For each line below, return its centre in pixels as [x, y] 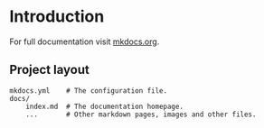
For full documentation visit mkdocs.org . [85, 41]
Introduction [57, 17]
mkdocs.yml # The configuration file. [89, 91]
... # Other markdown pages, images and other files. [141, 114]
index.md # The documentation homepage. [104, 106]
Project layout [50, 70]
